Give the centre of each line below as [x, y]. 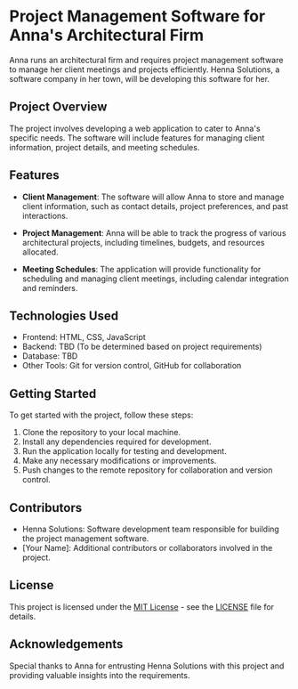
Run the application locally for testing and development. [124, 451]
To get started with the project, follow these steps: [101, 415]
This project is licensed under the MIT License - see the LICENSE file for [141, 606]
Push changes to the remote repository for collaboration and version [147, 470]
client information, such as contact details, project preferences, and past [155, 206]
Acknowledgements [66, 644]
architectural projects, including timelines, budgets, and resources [143, 242]
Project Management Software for [137, 16]
